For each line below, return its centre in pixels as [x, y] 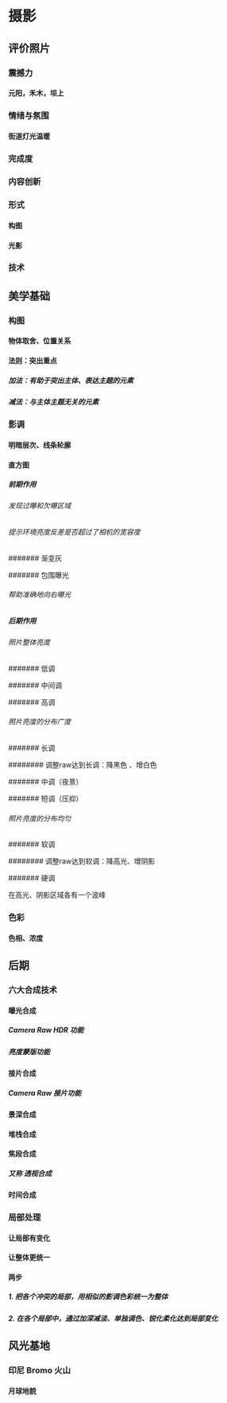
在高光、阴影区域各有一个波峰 [57, 895]
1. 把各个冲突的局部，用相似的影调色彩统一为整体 [88, 1297]
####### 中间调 [35, 685]
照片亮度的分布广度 [40, 722]
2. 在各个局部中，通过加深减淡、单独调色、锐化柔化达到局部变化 [113, 1318]
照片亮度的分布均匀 [40, 818]
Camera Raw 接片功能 [45, 1092]
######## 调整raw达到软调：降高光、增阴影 [82, 861]
